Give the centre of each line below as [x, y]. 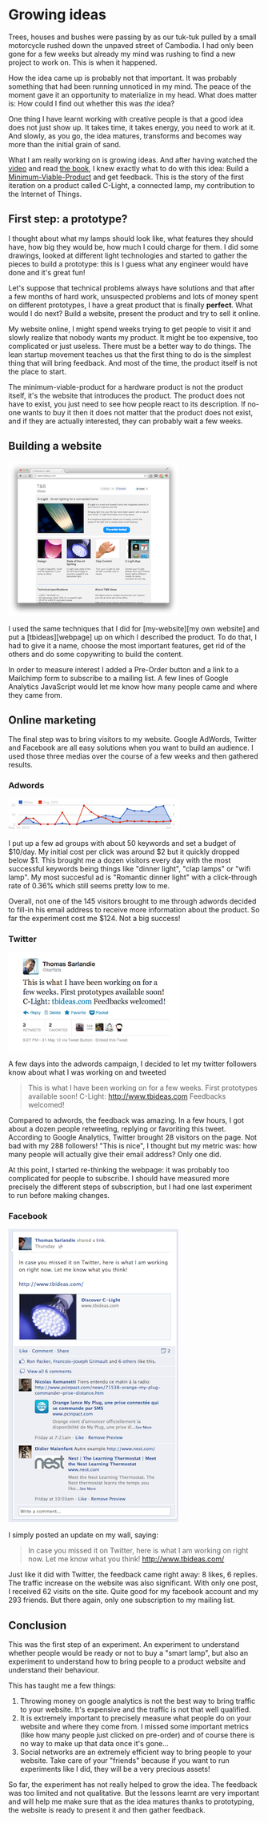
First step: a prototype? [68, 219]
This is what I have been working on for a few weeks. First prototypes [142, 1088]
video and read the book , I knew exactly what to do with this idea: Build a [129, 168]
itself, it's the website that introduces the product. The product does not [127, 395]
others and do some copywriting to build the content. [96, 654]
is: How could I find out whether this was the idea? [92, 103]
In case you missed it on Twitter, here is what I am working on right [138, 1551]
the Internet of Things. [45, 194]
